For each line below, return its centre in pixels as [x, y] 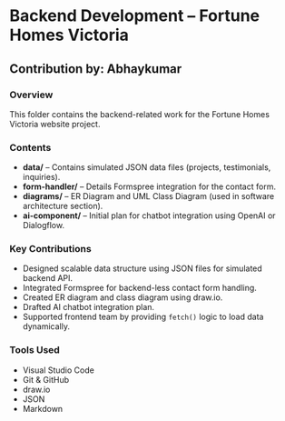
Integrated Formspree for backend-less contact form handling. [139, 288]
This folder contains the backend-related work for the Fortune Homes [140, 114]
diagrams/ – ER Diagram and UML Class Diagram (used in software [148, 196]
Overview [31, 95]
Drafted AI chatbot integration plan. [88, 307]
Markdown [43, 408]
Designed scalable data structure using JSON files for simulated [142, 268]
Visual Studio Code [59, 370]
